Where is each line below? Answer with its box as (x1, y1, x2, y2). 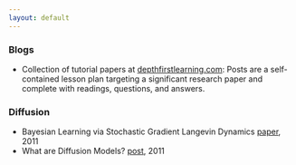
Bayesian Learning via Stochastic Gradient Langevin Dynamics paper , (21, 126, 282, 137)
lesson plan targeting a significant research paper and (61, 73, 263, 84)
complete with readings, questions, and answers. (21, 82, 205, 93)
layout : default (8, 13, 70, 23)
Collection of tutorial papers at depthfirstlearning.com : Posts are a (21, 63, 269, 74)
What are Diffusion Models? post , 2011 (21, 146, 165, 157)
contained (21, 73, 60, 84)
